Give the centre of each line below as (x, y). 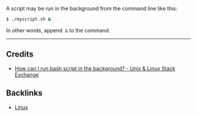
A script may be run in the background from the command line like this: (92, 8)
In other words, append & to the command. (58, 30)
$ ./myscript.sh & (28, 19)
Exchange (27, 74)
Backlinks (24, 93)
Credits (20, 54)
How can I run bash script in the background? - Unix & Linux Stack (95, 68)
